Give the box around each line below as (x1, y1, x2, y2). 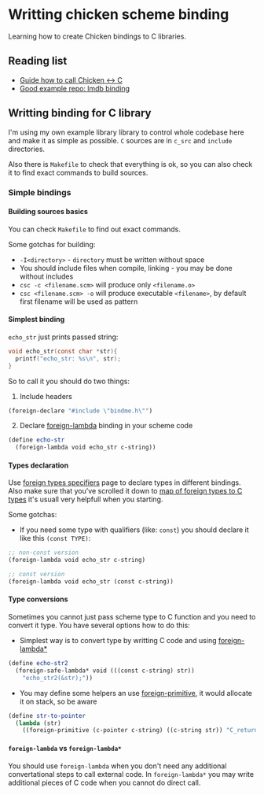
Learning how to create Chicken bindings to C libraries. (8, 31, 187, 41)
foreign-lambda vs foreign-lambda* (8, 743, 122, 752)
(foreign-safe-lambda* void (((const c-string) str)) (15, 667, 195, 675)
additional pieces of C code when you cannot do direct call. (8, 778, 201, 787)
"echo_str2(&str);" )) (22, 674, 93, 682)
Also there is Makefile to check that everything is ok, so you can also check (8, 159, 253, 168)
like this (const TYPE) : (19, 534, 91, 543)
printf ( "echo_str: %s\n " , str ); (15, 354, 122, 363)
